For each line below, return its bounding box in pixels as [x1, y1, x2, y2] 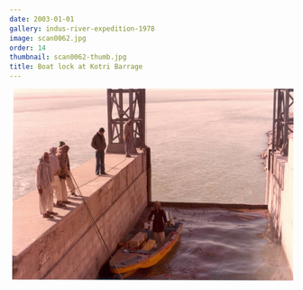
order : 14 [9, 43, 47, 52]
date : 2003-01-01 [9, 14, 75, 23]
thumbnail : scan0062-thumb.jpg [9, 52, 127, 62]
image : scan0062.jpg [9, 33, 87, 42]
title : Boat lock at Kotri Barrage [9, 62, 143, 71]
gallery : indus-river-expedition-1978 [9, 23, 155, 33]
